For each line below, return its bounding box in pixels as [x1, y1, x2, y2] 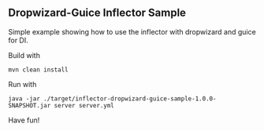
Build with [8, 50, 41, 60]
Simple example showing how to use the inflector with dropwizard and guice [8, 27, 256, 36]
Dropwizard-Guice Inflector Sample [8, 6, 187, 20]
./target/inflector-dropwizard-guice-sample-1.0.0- [43, 94, 217, 103]
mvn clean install [8, 66, 69, 74]
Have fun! [8, 115, 40, 125]
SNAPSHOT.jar [8, 101, 51, 109]
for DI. [8, 35, 29, 45]
